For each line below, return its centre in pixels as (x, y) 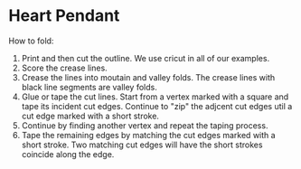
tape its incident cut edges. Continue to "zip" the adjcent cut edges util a (157, 106)
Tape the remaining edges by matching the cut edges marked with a (149, 135)
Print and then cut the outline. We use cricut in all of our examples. (146, 58)
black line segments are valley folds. (89, 87)
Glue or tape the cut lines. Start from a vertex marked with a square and (155, 97)
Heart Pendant (64, 16)
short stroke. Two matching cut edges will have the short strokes (142, 145)
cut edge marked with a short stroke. (90, 116)
